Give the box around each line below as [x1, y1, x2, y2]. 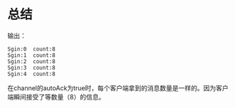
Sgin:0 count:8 [7, 45, 56, 53]
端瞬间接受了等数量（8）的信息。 [7, 92, 105, 101]
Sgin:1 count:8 [7, 51, 56, 59]
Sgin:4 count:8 [7, 70, 56, 77]
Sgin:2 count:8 [7, 58, 56, 65]
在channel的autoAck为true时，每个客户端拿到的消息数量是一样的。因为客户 [7, 83, 229, 92]
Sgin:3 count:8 [7, 64, 56, 71]
